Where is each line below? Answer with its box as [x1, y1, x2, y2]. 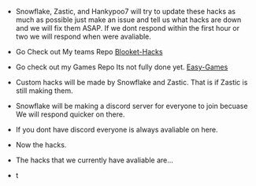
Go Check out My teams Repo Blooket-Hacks [15, 47, 163, 56]
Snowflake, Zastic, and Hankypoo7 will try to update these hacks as [15, 7, 236, 16]
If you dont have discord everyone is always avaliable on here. [15, 125, 218, 134]
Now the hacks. [15, 140, 67, 149]
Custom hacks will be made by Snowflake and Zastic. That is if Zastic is [15, 78, 248, 87]
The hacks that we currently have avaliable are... [15, 155, 173, 165]
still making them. [15, 86, 73, 95]
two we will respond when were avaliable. [15, 32, 152, 41]
